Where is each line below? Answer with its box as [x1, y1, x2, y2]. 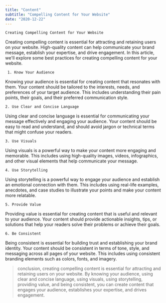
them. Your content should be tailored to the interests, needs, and [5, 84, 140, 90]
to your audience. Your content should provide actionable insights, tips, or [5, 216, 157, 222]
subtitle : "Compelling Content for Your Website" [5, 12, 111, 17]
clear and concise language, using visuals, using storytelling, [17, 276, 143, 282]
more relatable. [5, 192, 36, 198]
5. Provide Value [5, 202, 41, 207]
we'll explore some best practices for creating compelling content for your [5, 55, 158, 61]
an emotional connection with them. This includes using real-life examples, [5, 182, 159, 188]
